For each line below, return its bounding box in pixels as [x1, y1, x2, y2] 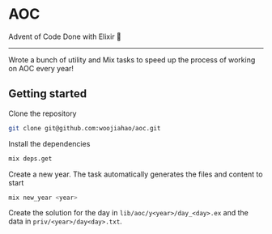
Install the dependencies [8, 138, 91, 148]
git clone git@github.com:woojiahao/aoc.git [8, 124, 161, 132]
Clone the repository [8, 108, 77, 118]
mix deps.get [8, 155, 53, 163]
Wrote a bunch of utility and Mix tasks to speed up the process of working [8, 54, 256, 65]
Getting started [8, 87, 87, 101]
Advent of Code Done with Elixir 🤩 [8, 32, 121, 41]
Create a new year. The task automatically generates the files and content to [8, 169, 263, 179]
